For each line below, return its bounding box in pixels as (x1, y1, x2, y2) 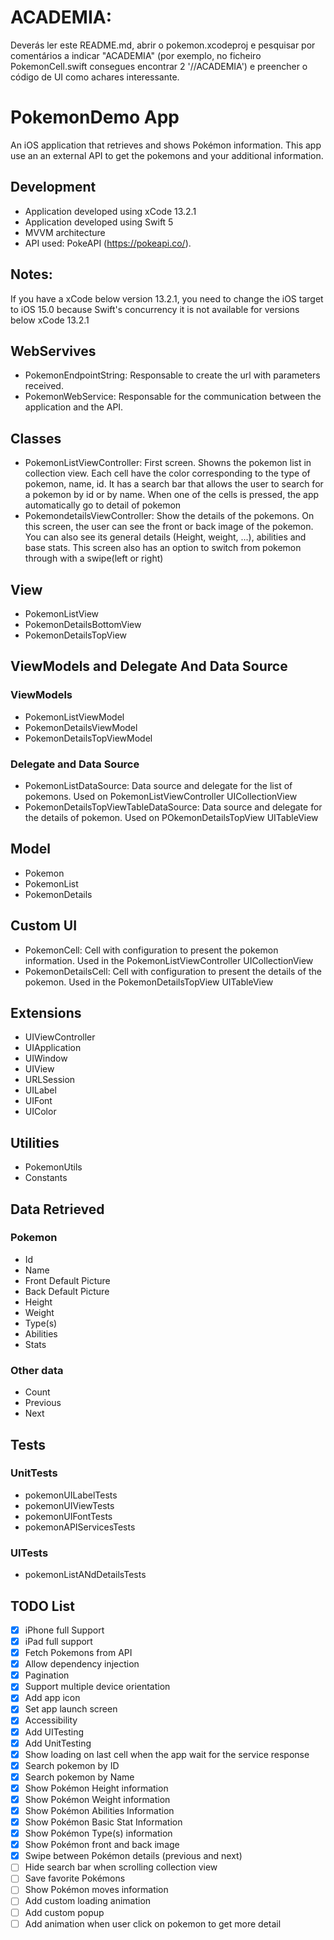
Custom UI (10, 917, 78, 935)
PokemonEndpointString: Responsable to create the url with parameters (24, 369, 321, 381)
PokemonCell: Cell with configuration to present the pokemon (24, 944, 279, 956)
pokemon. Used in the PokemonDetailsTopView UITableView (24, 976, 274, 988)
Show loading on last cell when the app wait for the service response (24, 1748, 310, 1760)
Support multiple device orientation (24, 1681, 171, 1693)
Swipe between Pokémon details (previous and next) (24, 1850, 243, 1862)
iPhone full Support (24, 1624, 105, 1636)
